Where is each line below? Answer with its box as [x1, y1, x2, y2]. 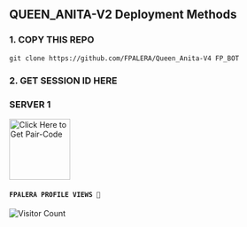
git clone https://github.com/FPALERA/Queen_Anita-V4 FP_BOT [9, 53, 240, 63]
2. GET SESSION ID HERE [9, 74, 118, 87]
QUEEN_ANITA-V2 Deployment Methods [9, 7, 237, 22]
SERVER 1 [9, 98, 51, 110]
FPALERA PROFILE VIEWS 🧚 [9, 190, 101, 199]
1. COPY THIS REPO [9, 34, 95, 46]
